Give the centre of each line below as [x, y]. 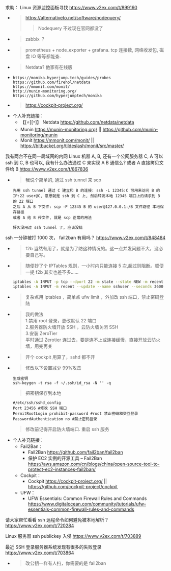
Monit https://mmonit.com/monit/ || [57, 140]
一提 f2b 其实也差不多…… [52, 272]
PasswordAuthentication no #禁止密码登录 [55, 419]
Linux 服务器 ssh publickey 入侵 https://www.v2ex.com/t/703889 [73, 536]
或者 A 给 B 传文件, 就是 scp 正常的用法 [52, 218]
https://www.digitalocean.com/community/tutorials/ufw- [87, 504]
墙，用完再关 [39, 346]
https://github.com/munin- [130, 129]
